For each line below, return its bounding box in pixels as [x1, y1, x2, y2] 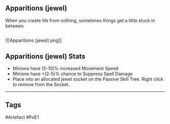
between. [5, 23, 25, 29]
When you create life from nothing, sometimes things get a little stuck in [5, 17, 155, 23]
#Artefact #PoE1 [5, 114, 39, 120]
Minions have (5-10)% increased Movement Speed [12, 66, 119, 72]
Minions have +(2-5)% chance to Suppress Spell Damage [12, 71, 133, 77]
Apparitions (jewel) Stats [5, 52, 86, 60]
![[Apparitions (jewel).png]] [5, 37, 62, 43]
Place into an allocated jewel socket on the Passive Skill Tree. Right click [12, 76, 163, 82]
